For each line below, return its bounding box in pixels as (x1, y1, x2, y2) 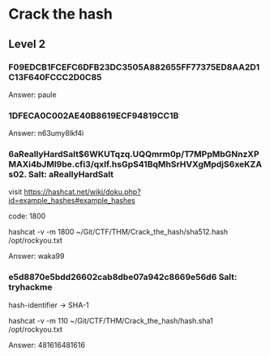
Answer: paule (8, 90, 57, 100)
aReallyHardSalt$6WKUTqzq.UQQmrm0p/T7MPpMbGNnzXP (13, 149, 259, 160)
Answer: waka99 (8, 252, 65, 261)
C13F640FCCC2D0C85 (8, 71, 103, 83)
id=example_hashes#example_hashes (8, 196, 136, 206)
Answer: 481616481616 (8, 340, 85, 350)
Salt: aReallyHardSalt (28, 169, 114, 180)
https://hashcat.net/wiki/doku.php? (24, 187, 142, 197)
